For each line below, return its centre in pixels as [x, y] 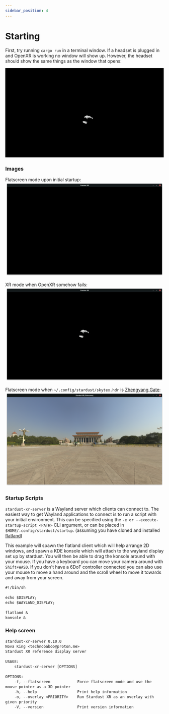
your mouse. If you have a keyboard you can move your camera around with [84, 561]
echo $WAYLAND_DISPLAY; [30, 602]
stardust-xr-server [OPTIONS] [46, 667]
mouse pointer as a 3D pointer [38, 687]
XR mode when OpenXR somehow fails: [47, 285]
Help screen [20, 630]
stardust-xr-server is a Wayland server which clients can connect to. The [82, 509]
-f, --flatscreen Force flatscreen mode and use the [83, 682]
